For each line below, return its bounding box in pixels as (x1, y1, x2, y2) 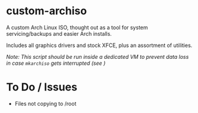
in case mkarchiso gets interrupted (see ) (6, 59, 106, 67)
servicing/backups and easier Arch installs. (6, 30, 112, 37)
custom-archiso (6, 4, 87, 18)
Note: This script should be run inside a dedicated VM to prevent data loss (6, 53, 189, 60)
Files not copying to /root (14, 100, 77, 107)
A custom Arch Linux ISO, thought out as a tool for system (6, 24, 148, 31)
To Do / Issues (6, 80, 77, 94)
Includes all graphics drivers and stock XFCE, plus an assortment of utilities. (6, 42, 193, 49)
